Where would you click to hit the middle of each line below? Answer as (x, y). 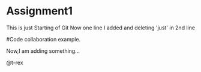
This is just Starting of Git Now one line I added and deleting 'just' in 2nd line (101, 28)
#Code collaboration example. (43, 39)
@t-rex (15, 62)
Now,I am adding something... (43, 51)
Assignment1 (40, 11)
